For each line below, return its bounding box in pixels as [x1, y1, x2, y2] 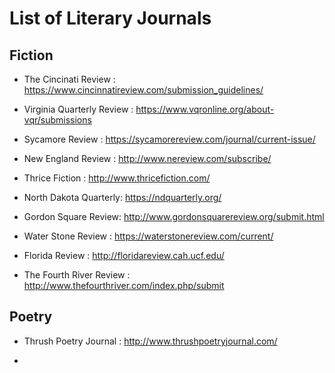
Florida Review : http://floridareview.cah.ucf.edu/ [23, 250, 225, 261]
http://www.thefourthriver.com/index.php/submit [23, 280, 225, 291]
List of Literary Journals [9, 7, 212, 30]
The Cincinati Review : [23, 73, 116, 85]
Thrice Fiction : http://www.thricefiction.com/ [23, 172, 211, 184]
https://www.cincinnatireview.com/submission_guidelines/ [23, 84, 264, 96]
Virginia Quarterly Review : [23, 103, 134, 115]
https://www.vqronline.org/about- [135, 103, 275, 115]
